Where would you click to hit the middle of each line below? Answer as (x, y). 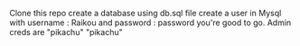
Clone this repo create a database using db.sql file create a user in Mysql (145, 13)
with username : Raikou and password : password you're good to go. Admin (150, 23)
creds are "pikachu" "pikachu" (66, 32)
